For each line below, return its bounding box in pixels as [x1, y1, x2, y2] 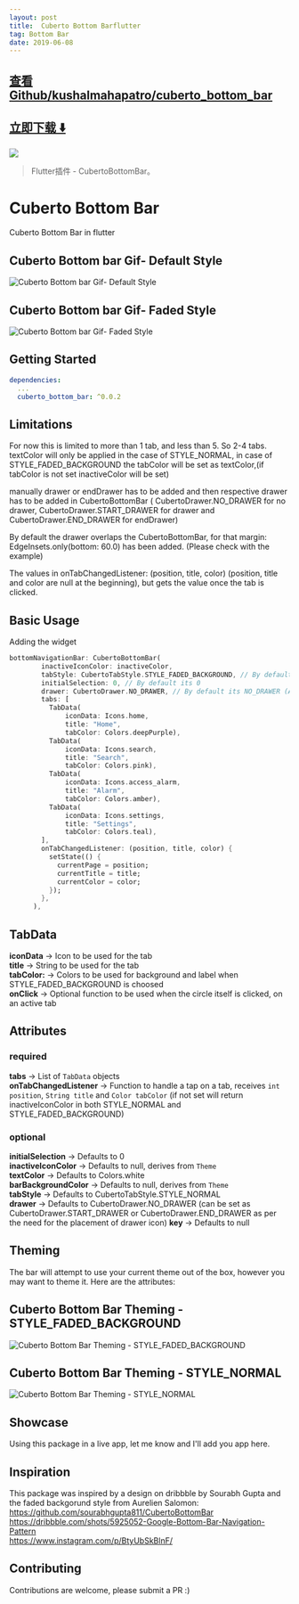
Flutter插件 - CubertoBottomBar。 [30, 166, 156, 176]
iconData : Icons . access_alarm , [65, 778, 181, 787]
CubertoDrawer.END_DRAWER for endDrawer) [9, 514, 179, 526]
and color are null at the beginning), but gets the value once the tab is [9, 577, 265, 588]
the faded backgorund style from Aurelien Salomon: [9, 1498, 199, 1509]
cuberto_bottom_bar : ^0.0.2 [17, 392, 122, 401]
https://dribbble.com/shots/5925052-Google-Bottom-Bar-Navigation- [9, 1517, 265, 1527]
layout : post [9, 12, 58, 22]
